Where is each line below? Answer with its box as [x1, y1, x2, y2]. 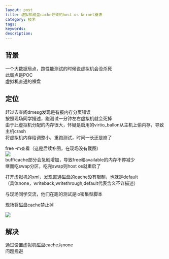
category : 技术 [5, 17, 36, 22]
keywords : [5, 26, 26, 31]
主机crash [5, 128, 26, 134]
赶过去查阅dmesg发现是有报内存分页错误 [5, 109, 91, 115]
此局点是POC [5, 72, 33, 78]
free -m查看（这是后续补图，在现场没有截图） [5, 145, 102, 151]
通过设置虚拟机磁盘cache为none [5, 242, 74, 248]
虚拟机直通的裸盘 [5, 78, 41, 84]
